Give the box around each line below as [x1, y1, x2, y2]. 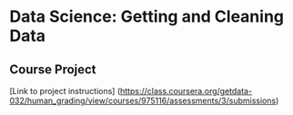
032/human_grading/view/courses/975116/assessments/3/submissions [9, 95, 277, 106]
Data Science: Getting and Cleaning [9, 6, 285, 27]
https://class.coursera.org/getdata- [119, 86, 253, 96]
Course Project [9, 62, 97, 77]
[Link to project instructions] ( [9, 86, 121, 96]
